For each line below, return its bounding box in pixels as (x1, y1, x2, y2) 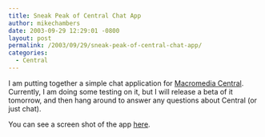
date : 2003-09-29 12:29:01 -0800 (8, 26, 120, 34)
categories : (8, 49, 48, 57)
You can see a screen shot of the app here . (8, 119, 151, 129)
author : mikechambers (8, 19, 81, 27)
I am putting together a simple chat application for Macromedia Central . (8, 78, 244, 88)
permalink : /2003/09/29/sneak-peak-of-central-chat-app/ (8, 42, 203, 50)
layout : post (8, 34, 52, 42)
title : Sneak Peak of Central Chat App (8, 11, 142, 20)
